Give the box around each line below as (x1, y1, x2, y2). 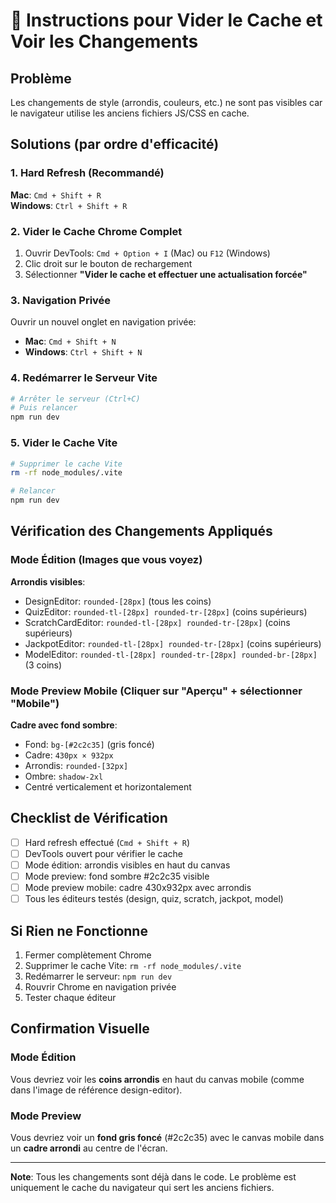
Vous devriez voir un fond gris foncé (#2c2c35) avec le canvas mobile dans (10, 1131, 325, 1143)
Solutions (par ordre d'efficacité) (10, 136, 220, 153)
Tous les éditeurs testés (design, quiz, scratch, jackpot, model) (24, 893, 284, 905)
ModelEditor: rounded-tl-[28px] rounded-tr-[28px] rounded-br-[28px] (24, 648, 318, 660)
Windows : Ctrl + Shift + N (24, 346, 143, 358)
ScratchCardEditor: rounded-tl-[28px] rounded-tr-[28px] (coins (24, 616, 291, 628)
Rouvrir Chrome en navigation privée (24, 980, 177, 993)
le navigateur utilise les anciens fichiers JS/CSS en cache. (10, 107, 250, 119)
